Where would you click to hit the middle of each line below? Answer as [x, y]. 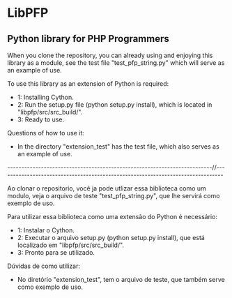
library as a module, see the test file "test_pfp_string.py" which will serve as [116, 63]
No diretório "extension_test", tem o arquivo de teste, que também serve [121, 280]
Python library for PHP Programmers [88, 39]
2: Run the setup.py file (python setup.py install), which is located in [115, 105]
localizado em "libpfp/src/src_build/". [70, 245]
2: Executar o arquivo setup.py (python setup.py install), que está [111, 238]
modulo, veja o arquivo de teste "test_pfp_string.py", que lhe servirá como [114, 196]
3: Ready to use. [41, 119]
